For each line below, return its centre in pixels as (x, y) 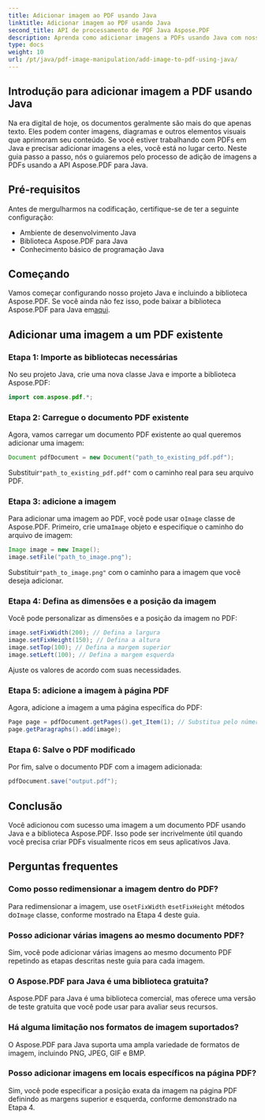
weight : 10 (26, 52)
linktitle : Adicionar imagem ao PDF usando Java (90, 23)
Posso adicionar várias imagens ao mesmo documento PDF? (126, 935)
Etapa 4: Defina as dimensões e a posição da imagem (112, 601)
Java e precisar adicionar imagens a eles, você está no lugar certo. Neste (127, 148)
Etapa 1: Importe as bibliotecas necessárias (93, 357)
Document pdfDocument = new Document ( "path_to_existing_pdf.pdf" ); (121, 458)
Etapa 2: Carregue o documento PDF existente (99, 417)
